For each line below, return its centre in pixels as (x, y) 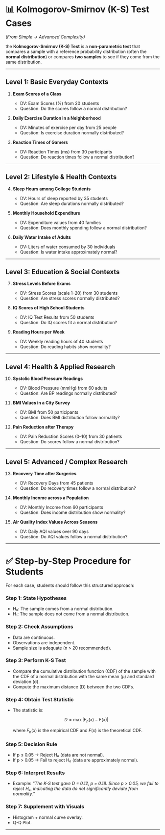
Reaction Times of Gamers (40, 142)
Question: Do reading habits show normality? (65, 347)
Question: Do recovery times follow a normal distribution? (78, 488)
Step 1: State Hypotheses (36, 598)
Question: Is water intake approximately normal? (69, 252)
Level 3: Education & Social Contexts (63, 272)
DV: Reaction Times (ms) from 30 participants (66, 152)
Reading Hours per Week (39, 332)
